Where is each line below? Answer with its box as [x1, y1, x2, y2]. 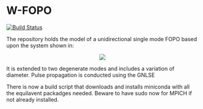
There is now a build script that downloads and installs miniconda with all [6, 83, 190, 90]
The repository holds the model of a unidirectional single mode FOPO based [6, 35, 198, 42]
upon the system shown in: [6, 42, 74, 49]
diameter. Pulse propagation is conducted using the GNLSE [6, 71, 155, 79]
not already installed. [6, 96, 59, 103]
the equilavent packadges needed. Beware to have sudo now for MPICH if [6, 89, 192, 97]
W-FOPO [6, 4, 52, 18]
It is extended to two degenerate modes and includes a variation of [6, 65, 175, 72]
